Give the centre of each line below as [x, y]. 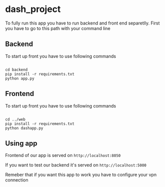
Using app [21, 143]
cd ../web [15, 119]
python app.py [20, 78]
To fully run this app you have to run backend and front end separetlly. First [82, 23]
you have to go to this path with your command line [58, 28]
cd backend [16, 69]
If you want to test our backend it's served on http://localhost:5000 [76, 165]
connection [17, 180]
